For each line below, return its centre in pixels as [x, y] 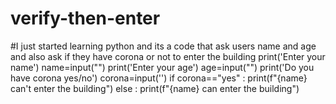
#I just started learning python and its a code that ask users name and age [163, 46]
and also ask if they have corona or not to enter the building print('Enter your [168, 56]
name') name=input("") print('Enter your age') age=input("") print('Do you [162, 67]
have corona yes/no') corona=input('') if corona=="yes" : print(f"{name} [159, 78]
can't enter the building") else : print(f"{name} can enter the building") [155, 88]
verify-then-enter [85, 18]
